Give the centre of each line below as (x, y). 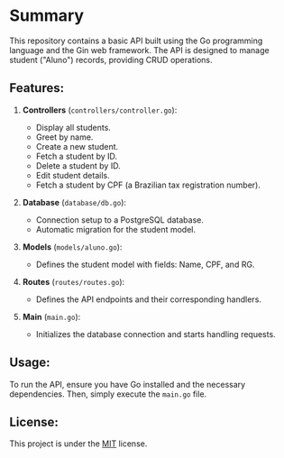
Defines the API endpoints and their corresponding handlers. (148, 299)
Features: (37, 88)
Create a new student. (77, 146)
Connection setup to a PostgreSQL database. (120, 220)
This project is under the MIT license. (78, 444)
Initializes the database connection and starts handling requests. (156, 334)
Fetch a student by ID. (77, 156)
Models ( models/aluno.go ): (72, 247)
